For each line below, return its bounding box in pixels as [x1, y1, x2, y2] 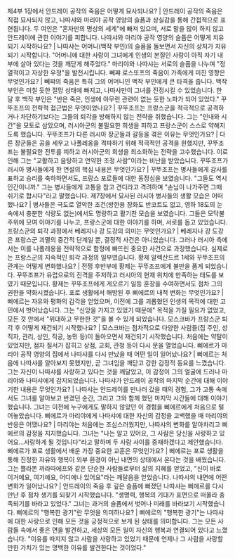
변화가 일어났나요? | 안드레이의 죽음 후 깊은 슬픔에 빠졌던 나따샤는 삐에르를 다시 [7, 482, 224, 490]
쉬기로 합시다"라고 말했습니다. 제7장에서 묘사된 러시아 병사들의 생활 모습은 [7, 191, 210, 200]
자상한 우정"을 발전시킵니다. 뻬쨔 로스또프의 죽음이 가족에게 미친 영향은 [31, 68, 226, 77]
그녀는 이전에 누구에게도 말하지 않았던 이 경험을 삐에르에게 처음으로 [33, 402, 217, 411]
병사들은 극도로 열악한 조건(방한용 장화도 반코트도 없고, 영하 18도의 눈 [32, 201, 223, 208]
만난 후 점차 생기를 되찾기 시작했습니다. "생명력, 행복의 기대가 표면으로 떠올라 [7, 490, 218, 499]
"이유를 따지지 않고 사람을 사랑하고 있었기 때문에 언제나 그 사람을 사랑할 [27, 535, 223, 543]
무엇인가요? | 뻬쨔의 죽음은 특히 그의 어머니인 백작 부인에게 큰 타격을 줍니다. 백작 [7, 77, 228, 85]
